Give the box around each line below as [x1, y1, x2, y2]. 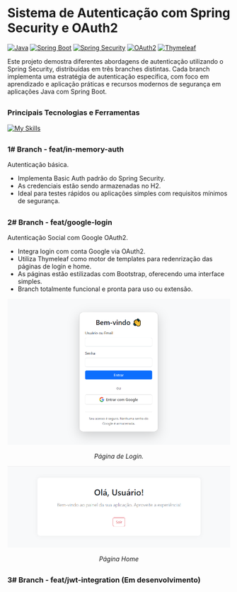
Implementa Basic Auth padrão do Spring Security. [17, 174, 166, 183]
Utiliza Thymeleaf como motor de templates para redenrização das [17, 255, 213, 263]
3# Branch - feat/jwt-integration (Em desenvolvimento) [7, 575, 201, 585]
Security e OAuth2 [7, 20, 118, 36]
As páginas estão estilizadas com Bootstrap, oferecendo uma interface [17, 270, 225, 278]
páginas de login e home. [17, 262, 92, 271]
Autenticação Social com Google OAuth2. [7, 234, 129, 242]
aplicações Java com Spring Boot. [7, 87, 108, 96]
